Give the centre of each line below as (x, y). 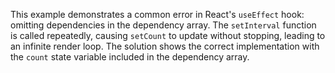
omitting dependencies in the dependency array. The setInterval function (163, 25)
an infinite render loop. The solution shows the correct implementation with (165, 46)
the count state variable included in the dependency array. (130, 57)
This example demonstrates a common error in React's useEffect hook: (157, 14)
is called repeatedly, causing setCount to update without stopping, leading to (168, 35)
